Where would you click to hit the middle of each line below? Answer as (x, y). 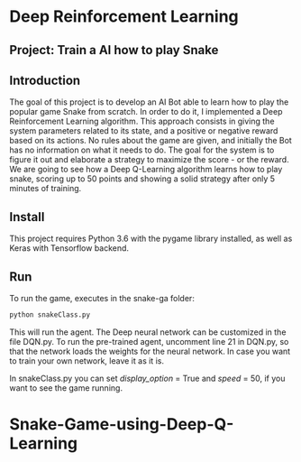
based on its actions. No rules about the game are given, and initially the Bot (151, 141)
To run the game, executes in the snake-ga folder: (102, 299)
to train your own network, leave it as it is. (87, 360)
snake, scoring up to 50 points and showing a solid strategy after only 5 (142, 179)
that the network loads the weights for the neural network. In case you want (150, 351)
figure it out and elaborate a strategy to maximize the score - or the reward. (150, 160)
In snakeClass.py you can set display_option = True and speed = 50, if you (147, 378)
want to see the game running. (66, 388)
